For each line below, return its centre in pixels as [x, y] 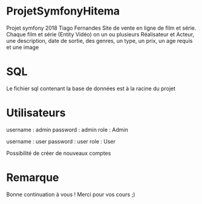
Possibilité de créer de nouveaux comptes [59, 153]
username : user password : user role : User [61, 141]
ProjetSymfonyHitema [63, 11]
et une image [23, 47]
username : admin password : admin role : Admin [67, 130]
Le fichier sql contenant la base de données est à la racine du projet [91, 88]
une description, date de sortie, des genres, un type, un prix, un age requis [99, 41]
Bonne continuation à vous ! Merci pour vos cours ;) [71, 194]
